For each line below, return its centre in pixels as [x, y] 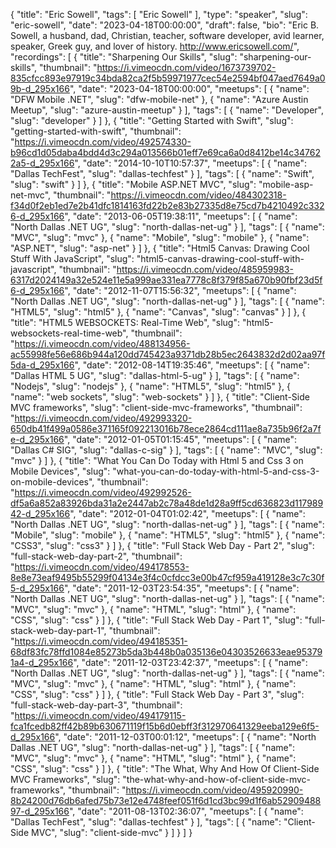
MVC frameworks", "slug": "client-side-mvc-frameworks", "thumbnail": [156, 407]
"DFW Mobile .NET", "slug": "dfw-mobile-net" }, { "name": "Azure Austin [159, 99]
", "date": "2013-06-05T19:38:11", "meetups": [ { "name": [181, 216]
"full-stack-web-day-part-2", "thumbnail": [96, 556]
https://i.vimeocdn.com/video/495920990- [214, 790]
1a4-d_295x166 [42, 662]
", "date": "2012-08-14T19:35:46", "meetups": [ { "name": [192, 365]
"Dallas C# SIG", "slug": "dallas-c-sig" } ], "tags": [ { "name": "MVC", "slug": [166, 450]
